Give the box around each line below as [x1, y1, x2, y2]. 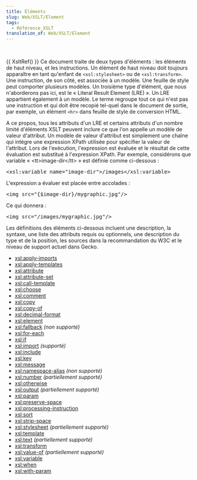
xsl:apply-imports [14, 254, 58, 262]
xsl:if [14, 336, 26, 343]
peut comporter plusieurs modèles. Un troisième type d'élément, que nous [6, 83, 187, 90]
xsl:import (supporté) [14, 342, 66, 349]
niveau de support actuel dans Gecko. [6, 243, 99, 250]
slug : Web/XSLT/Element [6, 14, 65, 20]
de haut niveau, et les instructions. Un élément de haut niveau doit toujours [6, 64, 188, 71]
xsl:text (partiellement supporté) [14, 436, 93, 443]
